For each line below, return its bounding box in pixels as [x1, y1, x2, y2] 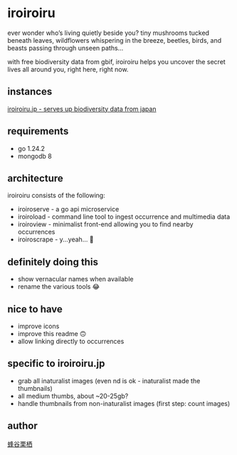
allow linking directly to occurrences [17, 337, 125, 345]
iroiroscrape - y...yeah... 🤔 [17, 235, 94, 244]
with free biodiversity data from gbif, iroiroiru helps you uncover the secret [7, 57, 226, 66]
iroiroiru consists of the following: [7, 191, 105, 200]
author [7, 420, 38, 432]
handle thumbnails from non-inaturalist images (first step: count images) [17, 399, 231, 407]
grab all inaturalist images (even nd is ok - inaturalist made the [17, 376, 201, 385]
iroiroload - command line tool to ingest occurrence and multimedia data [17, 212, 231, 221]
